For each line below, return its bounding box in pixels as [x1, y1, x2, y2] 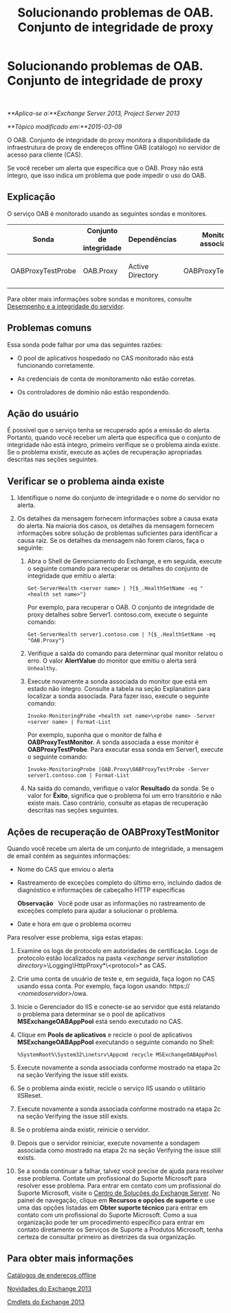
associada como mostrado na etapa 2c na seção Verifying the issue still [16, 1146, 221, 1154]
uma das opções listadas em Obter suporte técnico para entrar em [16, 1203, 208, 1212]
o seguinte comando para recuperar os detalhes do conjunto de [27, 564, 208, 573]
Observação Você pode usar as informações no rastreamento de [16, 899, 206, 908]
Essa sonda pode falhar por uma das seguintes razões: [7, 340, 163, 349]
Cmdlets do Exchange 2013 [7, 1298, 85, 1306]
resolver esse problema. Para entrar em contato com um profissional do [16, 1181, 221, 1190]
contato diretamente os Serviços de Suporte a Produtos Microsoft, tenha [16, 1225, 223, 1234]
